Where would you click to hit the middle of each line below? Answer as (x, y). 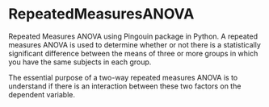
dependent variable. (42, 94)
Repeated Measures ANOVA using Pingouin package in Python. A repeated (133, 36)
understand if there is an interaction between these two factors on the (125, 86)
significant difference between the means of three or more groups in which (133, 53)
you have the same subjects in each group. (80, 62)
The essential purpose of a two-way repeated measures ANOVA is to (123, 77)
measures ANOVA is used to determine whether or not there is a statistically (134, 44)
